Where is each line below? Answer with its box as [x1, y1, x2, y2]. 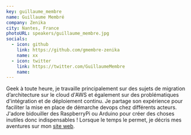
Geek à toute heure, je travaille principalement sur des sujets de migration [6, 85, 186, 92]
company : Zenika [6, 19, 46, 25]
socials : [6, 36, 28, 42]
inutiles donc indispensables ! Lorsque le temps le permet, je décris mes [6, 116, 182, 124]
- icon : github [11, 42, 49, 48]
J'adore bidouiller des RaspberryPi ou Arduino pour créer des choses [6, 110, 175, 117]
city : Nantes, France [6, 25, 60, 31]
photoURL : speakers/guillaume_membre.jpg [6, 31, 110, 37]
